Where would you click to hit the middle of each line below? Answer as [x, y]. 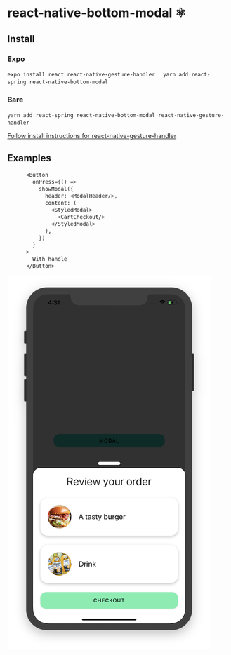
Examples [29, 158]
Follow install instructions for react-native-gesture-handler [92, 136]
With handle [50, 259]
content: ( [61, 203]
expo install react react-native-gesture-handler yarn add [98, 74]
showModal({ [56, 189]
